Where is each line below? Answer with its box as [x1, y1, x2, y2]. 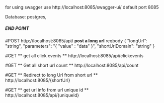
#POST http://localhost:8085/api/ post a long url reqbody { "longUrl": [5, 37, 148, 44]
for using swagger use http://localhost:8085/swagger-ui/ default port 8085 [5, 4, 159, 10]
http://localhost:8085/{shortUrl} [5, 77, 71, 83]
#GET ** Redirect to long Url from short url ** [5, 72, 98, 78]
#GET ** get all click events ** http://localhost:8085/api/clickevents [5, 52, 144, 59]
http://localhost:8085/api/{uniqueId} [5, 92, 80, 98]
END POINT [5, 25, 29, 31]
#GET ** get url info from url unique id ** [5, 87, 89, 93]
